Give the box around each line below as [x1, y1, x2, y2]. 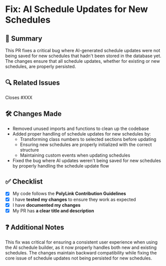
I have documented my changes [12, 202, 81, 208]
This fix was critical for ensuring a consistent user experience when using [5, 239, 158, 245]
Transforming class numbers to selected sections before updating [20, 136, 156, 142]
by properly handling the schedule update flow [12, 163, 109, 169]
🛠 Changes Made [5, 109, 62, 118]
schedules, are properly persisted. [5, 64, 76, 69]
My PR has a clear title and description [12, 207, 94, 214]
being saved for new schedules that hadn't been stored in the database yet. [5, 53, 161, 59]
